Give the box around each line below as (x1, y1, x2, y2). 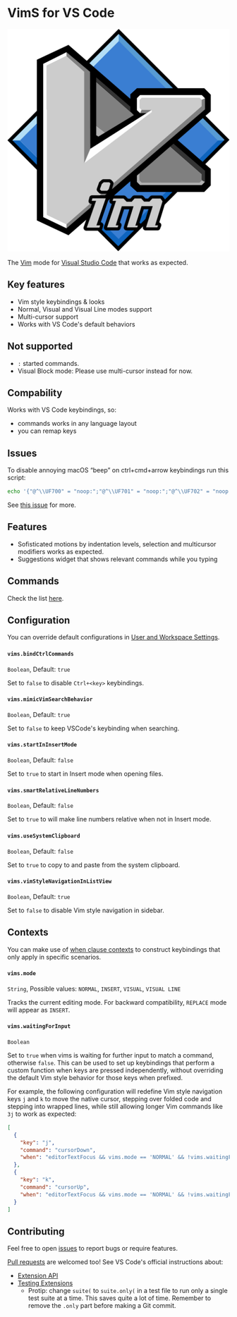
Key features (7, 278, 65, 290)
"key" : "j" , (20, 1139, 55, 1146)
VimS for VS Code (7, 5, 115, 21)
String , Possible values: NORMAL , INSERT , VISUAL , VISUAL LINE (7, 984, 181, 993)
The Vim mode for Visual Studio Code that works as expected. (7, 258, 188, 267)
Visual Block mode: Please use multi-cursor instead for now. (17, 367, 193, 375)
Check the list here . (7, 594, 64, 602)
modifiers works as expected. (17, 547, 104, 556)
